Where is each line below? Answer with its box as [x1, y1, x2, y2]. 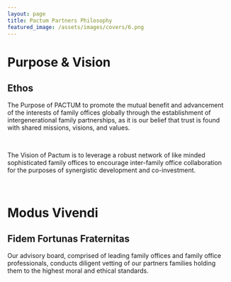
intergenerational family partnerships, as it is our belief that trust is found [7, 116, 220, 125]
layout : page [7, 10, 46, 18]
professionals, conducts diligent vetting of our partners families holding [7, 259, 216, 268]
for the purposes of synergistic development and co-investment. [7, 166, 196, 174]
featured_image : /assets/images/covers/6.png [7, 23, 144, 30]
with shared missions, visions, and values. [7, 123, 130, 132]
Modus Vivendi [7, 205, 98, 220]
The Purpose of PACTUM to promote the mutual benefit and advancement [7, 101, 224, 110]
